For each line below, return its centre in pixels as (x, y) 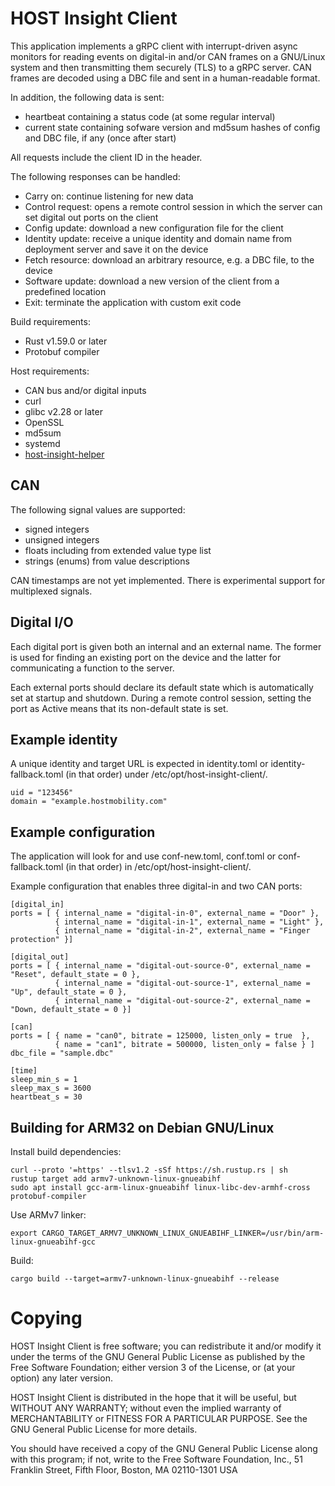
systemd (42, 443)
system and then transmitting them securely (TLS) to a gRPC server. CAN (161, 67)
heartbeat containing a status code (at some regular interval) (150, 116)
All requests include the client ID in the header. (106, 157)
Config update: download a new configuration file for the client (154, 228)
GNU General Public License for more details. (104, 1429)
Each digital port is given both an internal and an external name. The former (166, 646)
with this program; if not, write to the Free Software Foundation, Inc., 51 (156, 1459)
